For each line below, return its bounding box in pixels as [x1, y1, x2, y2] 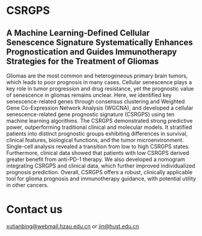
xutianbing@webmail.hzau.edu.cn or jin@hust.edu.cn [6, 222, 139, 230]
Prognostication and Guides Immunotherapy [6, 47, 177, 57]
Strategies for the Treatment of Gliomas [6, 56, 159, 67]
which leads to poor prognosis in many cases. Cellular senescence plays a [6, 79, 192, 85]
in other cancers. [6, 182, 49, 188]
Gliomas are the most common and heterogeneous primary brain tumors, [6, 72, 188, 79]
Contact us [6, 203, 63, 217]
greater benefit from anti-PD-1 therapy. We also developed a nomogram [6, 156, 186, 163]
